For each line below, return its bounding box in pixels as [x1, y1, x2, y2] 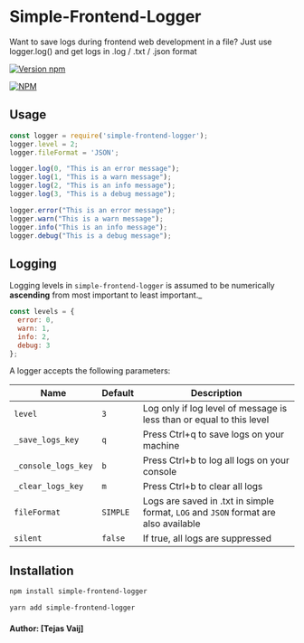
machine [142, 440, 180, 452]
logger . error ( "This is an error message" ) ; [9, 205, 176, 214]
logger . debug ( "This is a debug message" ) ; [9, 231, 172, 241]
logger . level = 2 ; [9, 139, 79, 148]
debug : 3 [17, 341, 51, 350]
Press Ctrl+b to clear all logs [142, 480, 263, 493]
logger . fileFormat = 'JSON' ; [9, 147, 119, 157]
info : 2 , [17, 332, 51, 341]
